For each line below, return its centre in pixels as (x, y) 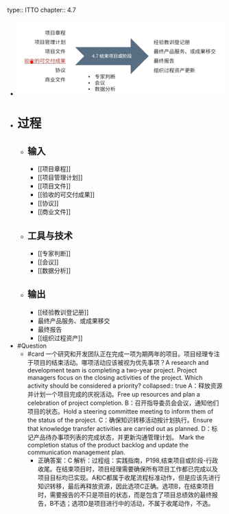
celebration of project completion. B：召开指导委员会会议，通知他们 (123, 403)
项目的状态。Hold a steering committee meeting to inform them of (120, 411)
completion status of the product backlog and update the (108, 445)
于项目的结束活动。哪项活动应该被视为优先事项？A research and (118, 362)
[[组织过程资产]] (60, 338)
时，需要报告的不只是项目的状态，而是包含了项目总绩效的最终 (125, 495)
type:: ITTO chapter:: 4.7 (42, 10)
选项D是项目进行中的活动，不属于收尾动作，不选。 (143, 503)
